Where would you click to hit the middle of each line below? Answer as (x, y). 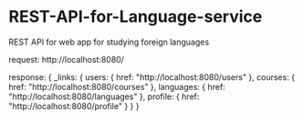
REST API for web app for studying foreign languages (109, 42)
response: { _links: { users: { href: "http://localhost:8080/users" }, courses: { (152, 77)
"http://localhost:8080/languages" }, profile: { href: (104, 96)
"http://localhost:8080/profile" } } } (74, 105)
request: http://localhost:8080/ (67, 59)
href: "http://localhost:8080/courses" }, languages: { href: (117, 86)
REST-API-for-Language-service (136, 17)
